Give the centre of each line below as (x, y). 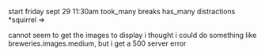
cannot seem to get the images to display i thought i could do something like (132, 35)
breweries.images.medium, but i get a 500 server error (97, 43)
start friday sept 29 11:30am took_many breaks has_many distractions (122, 11)
